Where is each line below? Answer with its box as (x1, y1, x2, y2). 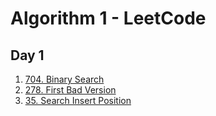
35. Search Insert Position (24, 95, 132, 106)
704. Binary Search (24, 73, 105, 85)
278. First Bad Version (24, 84, 117, 96)
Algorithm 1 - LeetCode (10, 7, 207, 30)
